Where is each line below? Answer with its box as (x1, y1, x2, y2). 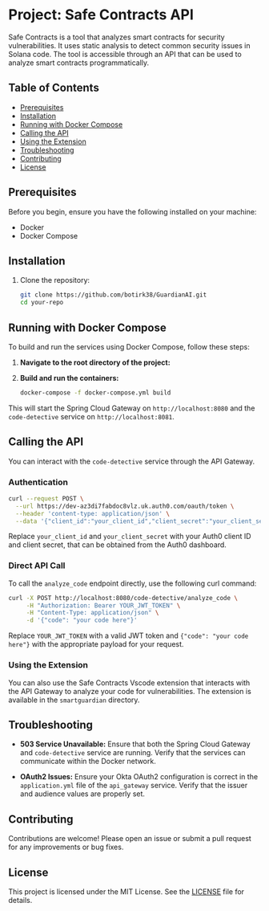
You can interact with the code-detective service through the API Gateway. (8, 456, 255, 466)
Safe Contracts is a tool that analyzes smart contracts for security (8, 32, 226, 42)
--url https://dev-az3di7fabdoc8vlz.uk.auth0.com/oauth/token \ (15, 502, 235, 510)
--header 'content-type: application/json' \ (15, 509, 171, 517)
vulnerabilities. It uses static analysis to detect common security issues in (8, 40, 251, 50)
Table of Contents (8, 81, 100, 95)
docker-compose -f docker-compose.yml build (19, 388, 171, 397)
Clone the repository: (19, 276, 90, 285)
